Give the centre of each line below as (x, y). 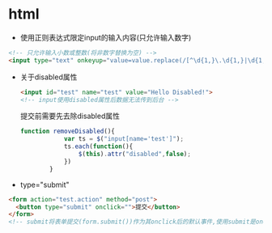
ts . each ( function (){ (98, 146)
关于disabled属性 (49, 77)
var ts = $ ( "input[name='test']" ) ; (124, 139)
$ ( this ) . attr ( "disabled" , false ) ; (135, 155)
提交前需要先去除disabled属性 (70, 116)
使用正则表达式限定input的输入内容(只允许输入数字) (106, 37)
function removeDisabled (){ (67, 131)
